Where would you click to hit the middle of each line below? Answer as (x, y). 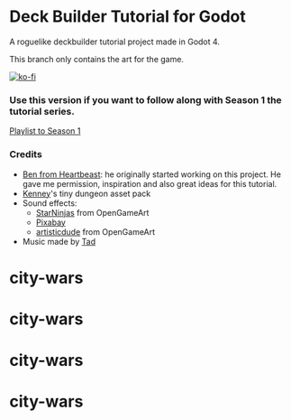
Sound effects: (50, 203)
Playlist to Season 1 (45, 131)
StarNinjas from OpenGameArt (92, 212)
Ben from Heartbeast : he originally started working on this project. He (152, 174)
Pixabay (50, 222)
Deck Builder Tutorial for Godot (127, 17)
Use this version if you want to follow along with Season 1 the (145, 99)
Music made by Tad (59, 241)
